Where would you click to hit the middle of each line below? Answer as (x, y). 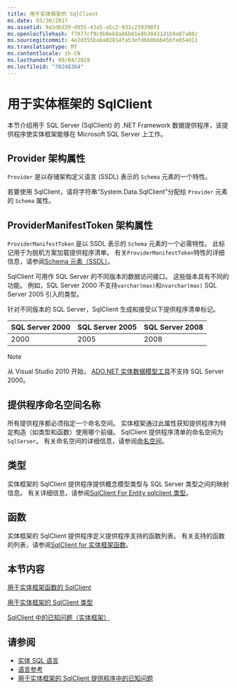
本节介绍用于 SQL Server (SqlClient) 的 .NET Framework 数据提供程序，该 (114, 125)
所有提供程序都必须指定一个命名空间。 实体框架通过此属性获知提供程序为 (114, 423)
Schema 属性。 (35, 201)
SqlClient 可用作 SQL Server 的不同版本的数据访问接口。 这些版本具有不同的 (118, 277)
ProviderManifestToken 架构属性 (80, 225)
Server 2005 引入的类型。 (45, 294)
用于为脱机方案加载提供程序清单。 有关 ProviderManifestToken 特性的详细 (119, 253)
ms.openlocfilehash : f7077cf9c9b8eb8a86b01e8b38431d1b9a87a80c (103, 34)
